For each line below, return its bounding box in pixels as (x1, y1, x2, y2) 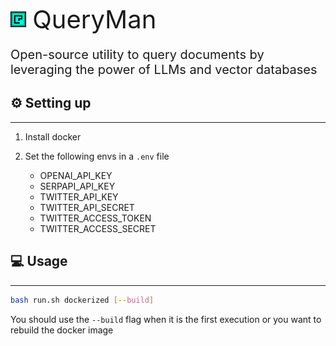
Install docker (24, 130, 82, 143)
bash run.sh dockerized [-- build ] (10, 295, 155, 305)
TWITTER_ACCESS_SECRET (39, 222, 157, 234)
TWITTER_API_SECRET (39, 201, 135, 213)
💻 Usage (10, 253, 68, 270)
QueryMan (32, 4, 157, 35)
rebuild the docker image (10, 324, 114, 336)
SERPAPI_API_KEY (39, 180, 116, 192)
